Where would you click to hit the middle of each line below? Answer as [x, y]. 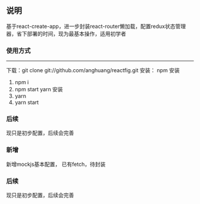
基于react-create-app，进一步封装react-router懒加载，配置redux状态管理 [96, 26]
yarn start [27, 103]
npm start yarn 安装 [39, 89]
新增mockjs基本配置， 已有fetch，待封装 [56, 164]
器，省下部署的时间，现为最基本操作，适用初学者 [66, 33]
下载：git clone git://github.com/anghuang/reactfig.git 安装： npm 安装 [93, 70]
